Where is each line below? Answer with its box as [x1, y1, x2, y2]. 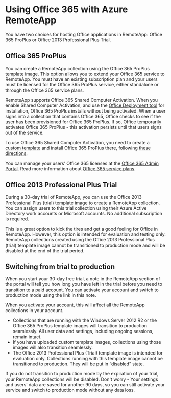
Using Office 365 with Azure [5, 4, 128, 15]
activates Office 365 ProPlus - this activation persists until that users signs [5, 124, 162, 130]
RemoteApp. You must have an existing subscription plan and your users [5, 76, 158, 82]
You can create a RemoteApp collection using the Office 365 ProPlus [5, 65, 150, 71]
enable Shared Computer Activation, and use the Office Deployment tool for [5, 102, 165, 108]
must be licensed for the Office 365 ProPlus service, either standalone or [5, 81, 159, 87]
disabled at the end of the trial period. [5, 247, 85, 254]
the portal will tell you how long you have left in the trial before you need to [5, 281, 162, 288]
